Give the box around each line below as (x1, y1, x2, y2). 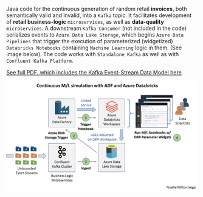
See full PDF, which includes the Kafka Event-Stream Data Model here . (6, 69, 184, 76)
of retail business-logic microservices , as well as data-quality (6, 18, 164, 25)
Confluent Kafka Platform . (6, 57, 74, 64)
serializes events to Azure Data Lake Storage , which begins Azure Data (6, 31, 184, 38)
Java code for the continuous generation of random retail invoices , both (6, 5, 187, 12)
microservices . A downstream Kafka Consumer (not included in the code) (6, 24, 187, 32)
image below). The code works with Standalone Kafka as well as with (6, 51, 179, 57)
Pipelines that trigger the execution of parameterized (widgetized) (6, 38, 173, 45)
